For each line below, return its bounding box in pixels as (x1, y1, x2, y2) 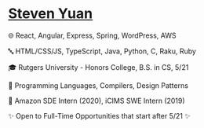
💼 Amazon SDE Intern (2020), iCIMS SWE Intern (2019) (8, 96, 186, 105)
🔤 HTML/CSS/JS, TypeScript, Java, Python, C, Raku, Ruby (8, 46, 196, 56)
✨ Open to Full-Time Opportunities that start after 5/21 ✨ (8, 111, 191, 120)
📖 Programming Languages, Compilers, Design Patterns (8, 80, 188, 90)
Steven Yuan (8, 5, 93, 23)
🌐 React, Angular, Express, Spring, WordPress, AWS (8, 31, 177, 40)
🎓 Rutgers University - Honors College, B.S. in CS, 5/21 (8, 62, 189, 71)
